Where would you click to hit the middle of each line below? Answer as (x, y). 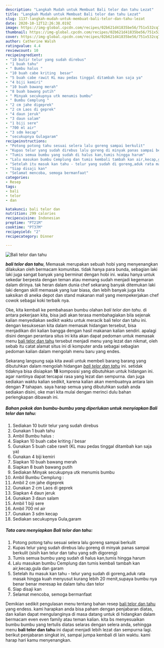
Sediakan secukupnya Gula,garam (47, 519)
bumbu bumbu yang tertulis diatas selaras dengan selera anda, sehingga (79, 625)
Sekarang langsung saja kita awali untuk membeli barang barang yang (76, 361)
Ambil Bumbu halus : (33, 436)
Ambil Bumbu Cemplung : (38, 478)
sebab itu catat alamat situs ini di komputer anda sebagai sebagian (72, 346)
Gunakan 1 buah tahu (34, 431)
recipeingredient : (24, 55)
